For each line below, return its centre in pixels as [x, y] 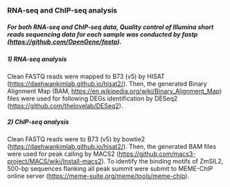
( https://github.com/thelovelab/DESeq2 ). [65, 106]
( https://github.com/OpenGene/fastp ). [64, 42]
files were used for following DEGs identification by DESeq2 [92, 98]
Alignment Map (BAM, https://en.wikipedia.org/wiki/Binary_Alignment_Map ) [115, 91]
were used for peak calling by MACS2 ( [63, 154]
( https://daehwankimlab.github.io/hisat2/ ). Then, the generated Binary [107, 84]
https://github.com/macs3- [157, 154]
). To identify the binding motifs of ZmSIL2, [162, 161]
